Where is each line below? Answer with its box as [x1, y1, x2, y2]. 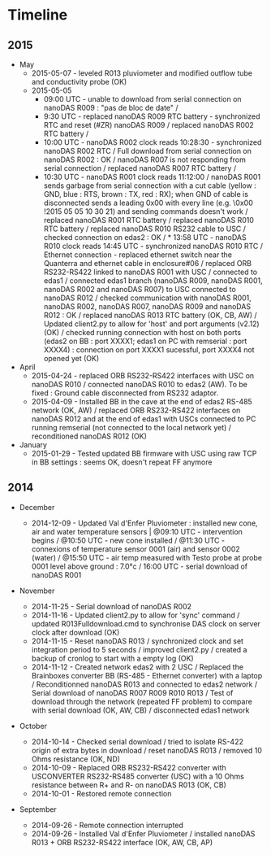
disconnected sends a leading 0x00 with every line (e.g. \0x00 [43, 198, 253, 207]
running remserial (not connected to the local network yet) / [31, 423, 232, 432]
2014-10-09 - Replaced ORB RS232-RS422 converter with [31, 762, 226, 772]
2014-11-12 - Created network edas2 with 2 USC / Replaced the [31, 661, 244, 672]
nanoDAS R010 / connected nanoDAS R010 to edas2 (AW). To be [31, 380, 248, 389]
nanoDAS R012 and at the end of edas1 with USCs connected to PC [31, 414, 256, 424]
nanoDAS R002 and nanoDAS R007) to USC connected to [43, 285, 236, 294]
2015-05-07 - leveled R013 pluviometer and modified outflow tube [31, 68, 253, 78]
